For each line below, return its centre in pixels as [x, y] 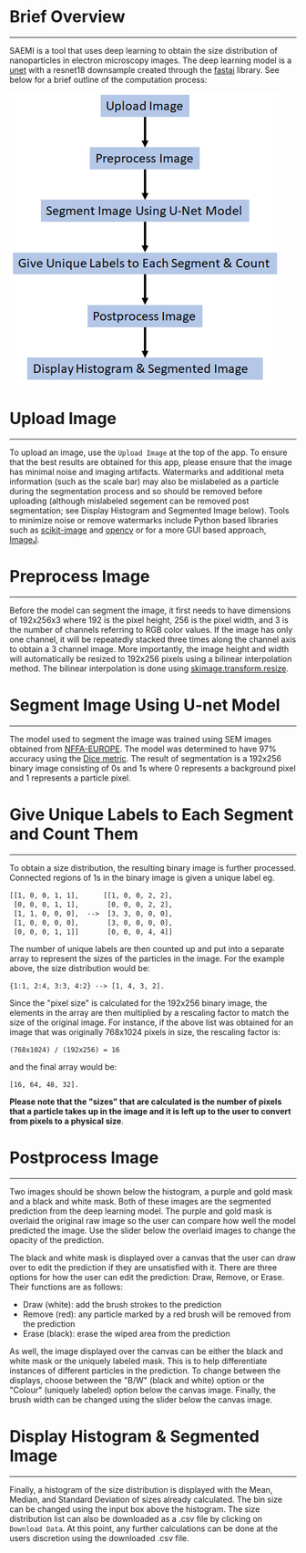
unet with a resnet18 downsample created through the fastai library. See [144, 69]
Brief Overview [67, 17]
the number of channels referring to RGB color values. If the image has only [151, 629]
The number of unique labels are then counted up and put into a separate [147, 948]
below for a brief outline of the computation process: [108, 79]
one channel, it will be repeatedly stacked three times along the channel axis [153, 639]
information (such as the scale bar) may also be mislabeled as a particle [144, 481]
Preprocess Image [80, 577]
